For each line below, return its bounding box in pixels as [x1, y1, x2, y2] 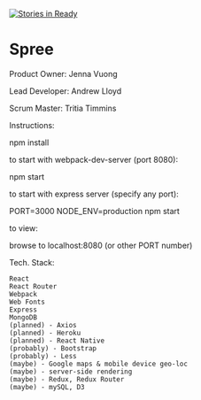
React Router [9, 281, 58, 291]
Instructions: [9, 119, 55, 130]
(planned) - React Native [9, 336, 104, 345]
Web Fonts [9, 297, 46, 306]
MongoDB [9, 312, 38, 322]
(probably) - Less [9, 351, 77, 360]
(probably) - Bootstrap [9, 343, 97, 353]
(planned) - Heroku [9, 328, 81, 337]
